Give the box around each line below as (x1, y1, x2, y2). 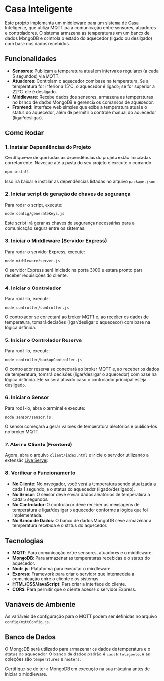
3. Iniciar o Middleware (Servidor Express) (5, 237, 107, 244)
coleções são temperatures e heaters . (5, 656, 81, 662)
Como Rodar (5, 129, 44, 137)
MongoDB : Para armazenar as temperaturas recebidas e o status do (12, 555, 150, 561)
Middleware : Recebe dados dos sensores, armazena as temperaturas (12, 94, 153, 100)
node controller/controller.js (5, 305, 69, 310)
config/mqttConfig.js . (5, 619, 50, 625)
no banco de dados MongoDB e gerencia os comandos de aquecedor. (12, 99, 154, 105)
